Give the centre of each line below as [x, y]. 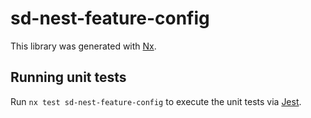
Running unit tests [68, 77]
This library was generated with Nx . [83, 46]
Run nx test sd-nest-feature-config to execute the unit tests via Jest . [156, 101]
